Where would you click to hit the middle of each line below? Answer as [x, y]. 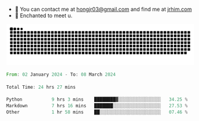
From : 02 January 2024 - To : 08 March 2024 [61, 75]
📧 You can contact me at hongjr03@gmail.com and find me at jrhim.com [103, 9]
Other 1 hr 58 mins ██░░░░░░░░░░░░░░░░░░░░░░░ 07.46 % [97, 112]
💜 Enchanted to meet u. [43, 15]
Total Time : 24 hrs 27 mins [41, 87]
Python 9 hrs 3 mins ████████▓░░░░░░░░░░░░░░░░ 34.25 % [97, 100]
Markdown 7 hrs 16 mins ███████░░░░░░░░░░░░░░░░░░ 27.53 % [97, 106]
